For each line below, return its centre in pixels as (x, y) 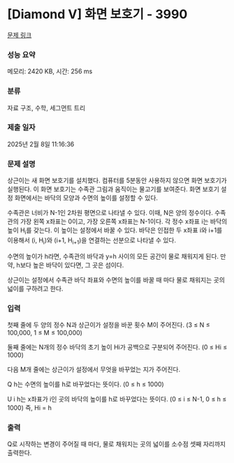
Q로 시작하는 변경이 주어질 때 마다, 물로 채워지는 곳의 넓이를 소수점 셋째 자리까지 (116, 444)
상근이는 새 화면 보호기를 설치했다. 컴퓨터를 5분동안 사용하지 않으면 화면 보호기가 (117, 181)
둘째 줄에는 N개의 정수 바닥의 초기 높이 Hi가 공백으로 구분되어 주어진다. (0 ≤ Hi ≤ (117, 347)
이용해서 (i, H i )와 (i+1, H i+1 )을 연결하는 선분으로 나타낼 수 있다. (92, 241)
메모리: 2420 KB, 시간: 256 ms (50, 71)
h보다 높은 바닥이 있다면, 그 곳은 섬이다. (70, 265)
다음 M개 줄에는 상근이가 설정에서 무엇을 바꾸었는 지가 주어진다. (94, 369)
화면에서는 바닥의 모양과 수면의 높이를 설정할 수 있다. (86, 198)
